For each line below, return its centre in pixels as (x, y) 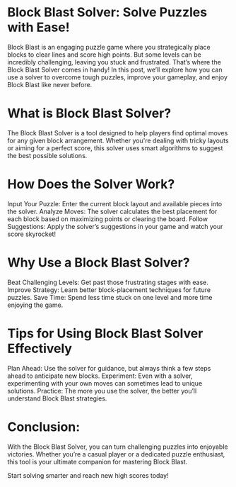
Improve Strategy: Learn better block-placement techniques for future (109, 290)
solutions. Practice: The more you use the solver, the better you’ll (102, 391)
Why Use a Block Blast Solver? (99, 262)
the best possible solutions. (47, 155)
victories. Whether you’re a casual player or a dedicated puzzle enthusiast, (116, 454)
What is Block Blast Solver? (89, 113)
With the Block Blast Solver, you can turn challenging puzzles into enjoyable (118, 447)
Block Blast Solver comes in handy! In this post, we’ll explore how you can (115, 69)
